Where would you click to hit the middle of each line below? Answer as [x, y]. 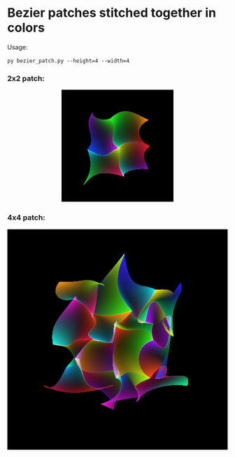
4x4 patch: [26, 218]
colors [26, 28]
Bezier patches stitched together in [112, 13]
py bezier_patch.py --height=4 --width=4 [69, 61]
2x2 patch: [26, 78]
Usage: [17, 47]
